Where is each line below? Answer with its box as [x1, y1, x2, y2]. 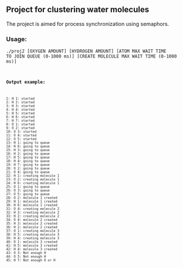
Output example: [6, 79, 46, 85]
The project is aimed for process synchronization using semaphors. [6, 20, 170, 27]
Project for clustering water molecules [6, 5, 150, 15]
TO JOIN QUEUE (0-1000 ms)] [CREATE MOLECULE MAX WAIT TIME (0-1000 [6, 53, 177, 59]
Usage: [6, 35, 28, 43]
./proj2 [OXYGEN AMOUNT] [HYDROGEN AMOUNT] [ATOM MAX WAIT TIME [6, 48, 167, 55]
